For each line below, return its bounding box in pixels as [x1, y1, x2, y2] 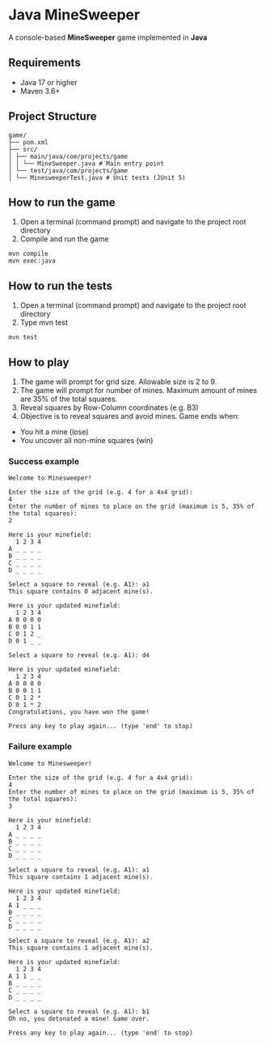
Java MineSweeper [8, 6, 141, 24]
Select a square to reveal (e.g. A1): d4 [8, 651, 150, 659]
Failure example [8, 741, 73, 753]
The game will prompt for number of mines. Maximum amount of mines [19, 386, 257, 395]
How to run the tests [8, 279, 113, 292]
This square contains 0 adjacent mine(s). [8, 587, 154, 596]
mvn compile [8, 250, 48, 258]
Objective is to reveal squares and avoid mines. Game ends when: [19, 412, 240, 420]
